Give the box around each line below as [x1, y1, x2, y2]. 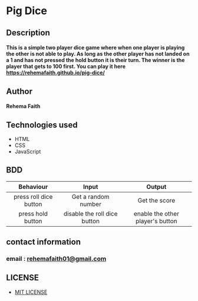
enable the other [133, 210, 180, 218]
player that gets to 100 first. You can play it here [6, 63, 126, 70]
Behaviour [18, 182, 48, 191]
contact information [6, 237, 81, 247]
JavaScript [14, 148, 41, 155]
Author [6, 86, 32, 96]
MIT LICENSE [14, 288, 48, 296]
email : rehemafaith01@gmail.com [6, 255, 107, 263]
